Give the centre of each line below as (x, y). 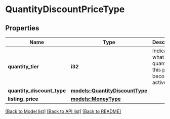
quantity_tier (23, 67)
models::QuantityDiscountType (109, 91)
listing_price (23, 99)
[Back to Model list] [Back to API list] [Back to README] (63, 111)
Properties (22, 28)
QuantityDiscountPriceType (65, 9)
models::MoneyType (96, 99)
